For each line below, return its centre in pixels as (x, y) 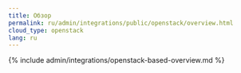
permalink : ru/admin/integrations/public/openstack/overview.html (121, 23)
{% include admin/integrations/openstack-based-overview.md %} (117, 60)
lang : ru (23, 38)
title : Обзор (30, 15)
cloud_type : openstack (46, 30)
